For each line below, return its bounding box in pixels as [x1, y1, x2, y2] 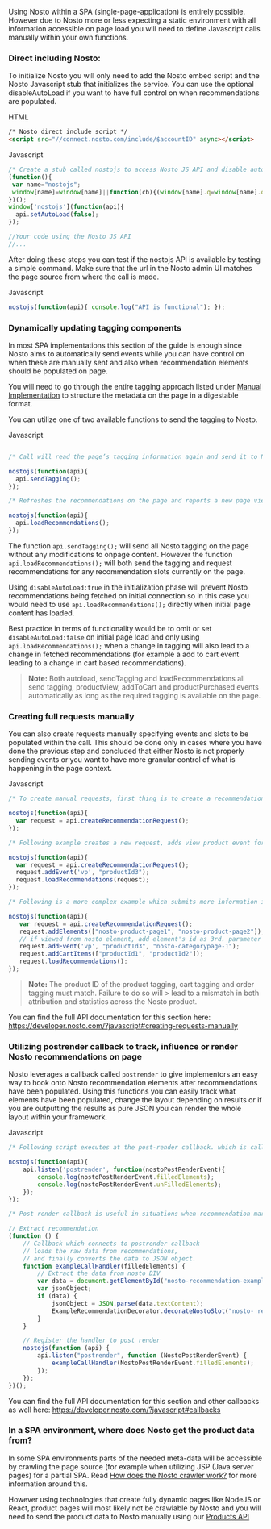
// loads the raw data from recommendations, [23, 1247, 179, 1255]
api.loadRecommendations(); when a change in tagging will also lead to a [8, 640, 250, 650]
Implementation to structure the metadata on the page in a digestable [8, 390, 239, 400]
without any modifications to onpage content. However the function [8, 549, 233, 559]
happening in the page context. [8, 764, 113, 773]
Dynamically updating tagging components [8, 322, 182, 333]
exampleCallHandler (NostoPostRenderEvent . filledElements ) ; [51, 1359, 254, 1368]
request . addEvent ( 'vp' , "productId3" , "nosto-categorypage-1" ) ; [19, 943, 240, 951]
